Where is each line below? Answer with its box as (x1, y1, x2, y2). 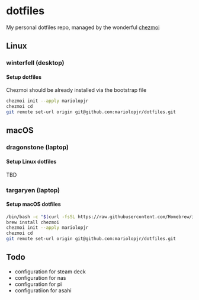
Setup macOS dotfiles (6, 200, 61, 208)
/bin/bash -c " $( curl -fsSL (6, 213, 76, 220)
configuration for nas (14, 274, 66, 281)
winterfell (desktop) (6, 59, 65, 67)
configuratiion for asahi (14, 286, 72, 294)
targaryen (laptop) (6, 186, 60, 194)
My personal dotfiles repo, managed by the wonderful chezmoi (6, 24, 160, 31)
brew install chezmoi (6, 219, 60, 225)
